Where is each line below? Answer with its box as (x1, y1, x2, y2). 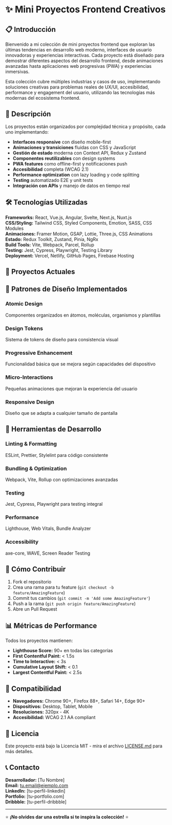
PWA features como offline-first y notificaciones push (12, 160, 128, 167)
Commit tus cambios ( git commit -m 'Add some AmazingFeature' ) (12, 595, 150, 601)
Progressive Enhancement (5, 349, 73, 356)
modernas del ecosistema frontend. (5, 95, 81, 101)
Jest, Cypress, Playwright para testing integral (5, 501, 103, 507)
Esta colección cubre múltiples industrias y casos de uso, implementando (5, 79, 161, 84)
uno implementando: (5, 129, 49, 135)
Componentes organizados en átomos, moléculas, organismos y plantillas (5, 312, 161, 318)
